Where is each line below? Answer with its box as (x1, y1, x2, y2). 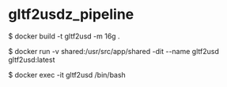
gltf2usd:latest (8, 55, 55, 64)
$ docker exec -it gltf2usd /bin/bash (8, 70, 127, 79)
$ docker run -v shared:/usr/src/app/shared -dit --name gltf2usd (8, 46, 219, 56)
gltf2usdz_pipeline (8, 5, 134, 24)
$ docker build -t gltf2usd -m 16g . (8, 31, 120, 41)
